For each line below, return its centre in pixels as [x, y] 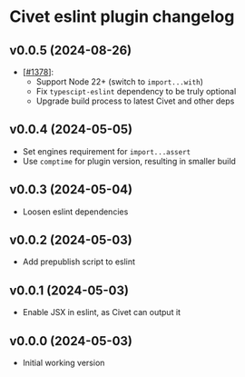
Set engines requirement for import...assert [107, 151]
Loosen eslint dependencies [75, 212]
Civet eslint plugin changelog [122, 17]
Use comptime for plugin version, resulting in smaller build [129, 161]
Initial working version [64, 363]
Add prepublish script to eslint [79, 262]
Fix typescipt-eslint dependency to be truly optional [136, 91]
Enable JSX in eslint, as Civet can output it [102, 313]
